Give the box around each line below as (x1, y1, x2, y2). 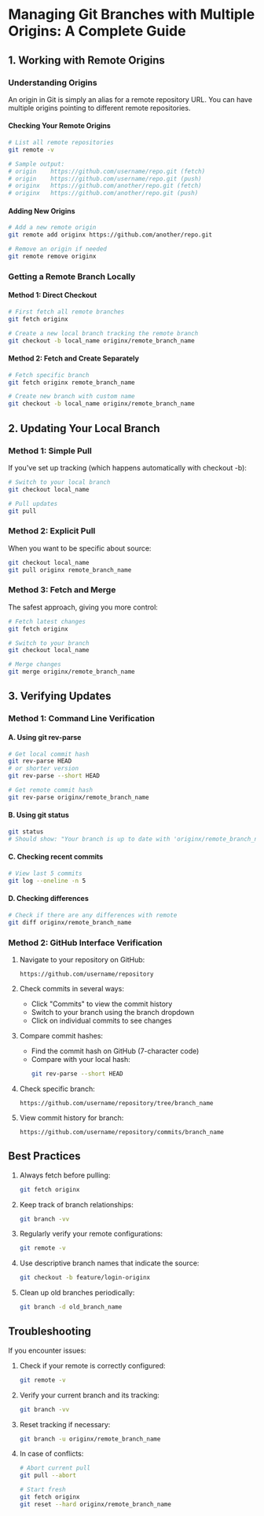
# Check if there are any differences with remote (8, 911, 178, 919)
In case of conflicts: (19, 1449, 84, 1459)
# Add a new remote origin (8, 224, 97, 232)
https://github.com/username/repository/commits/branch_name (19, 1128, 225, 1136)
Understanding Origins (8, 77, 97, 88)
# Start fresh (19, 1486, 66, 1494)
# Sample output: (8, 159, 65, 168)
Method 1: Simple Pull (8, 445, 92, 456)
